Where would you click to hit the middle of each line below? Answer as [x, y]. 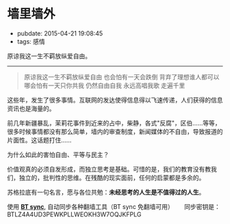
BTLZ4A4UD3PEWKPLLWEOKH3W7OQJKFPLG [74, 214]
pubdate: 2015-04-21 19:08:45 [60, 33]
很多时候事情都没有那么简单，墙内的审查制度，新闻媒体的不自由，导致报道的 [115, 131]
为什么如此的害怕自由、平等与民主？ [58, 154]
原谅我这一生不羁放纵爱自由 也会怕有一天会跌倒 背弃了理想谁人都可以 [122, 76]
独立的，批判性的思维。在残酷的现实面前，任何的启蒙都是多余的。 [112, 178]
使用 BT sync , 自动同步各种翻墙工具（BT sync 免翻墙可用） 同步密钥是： [114, 206]
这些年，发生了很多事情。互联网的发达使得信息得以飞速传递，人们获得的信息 [115, 100]
